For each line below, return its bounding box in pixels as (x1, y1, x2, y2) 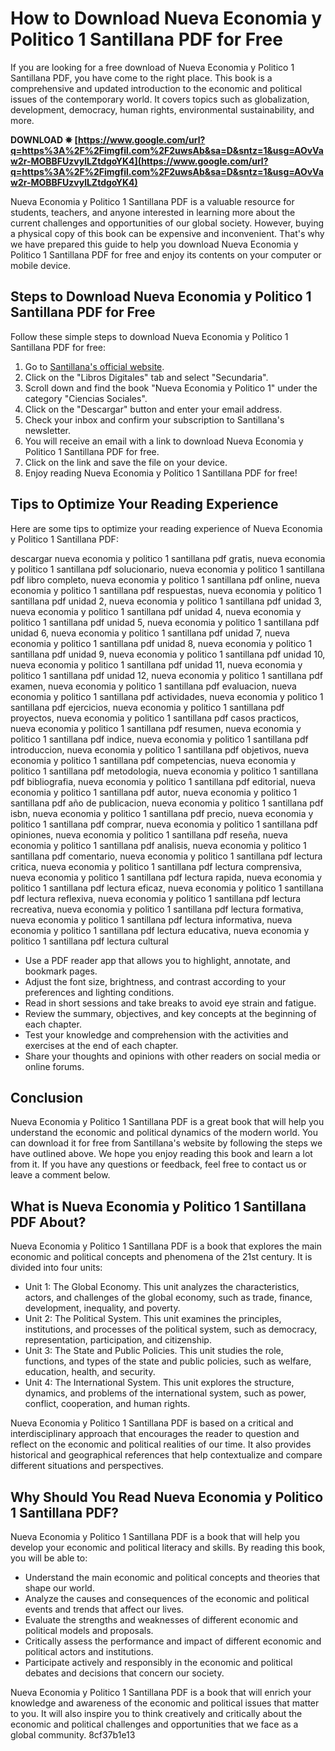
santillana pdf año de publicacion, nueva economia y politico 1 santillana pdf (10, 797, 324, 809)
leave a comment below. (10, 1169, 111, 1181)
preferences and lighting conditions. (24, 986, 175, 998)
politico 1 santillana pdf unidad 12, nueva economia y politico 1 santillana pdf (10, 669, 323, 681)
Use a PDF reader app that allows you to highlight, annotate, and (24, 954, 291, 966)
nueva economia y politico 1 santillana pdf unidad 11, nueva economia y (10, 658, 303, 671)
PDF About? (10, 1213, 87, 1231)
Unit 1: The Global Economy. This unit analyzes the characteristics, (24, 1281, 300, 1293)
